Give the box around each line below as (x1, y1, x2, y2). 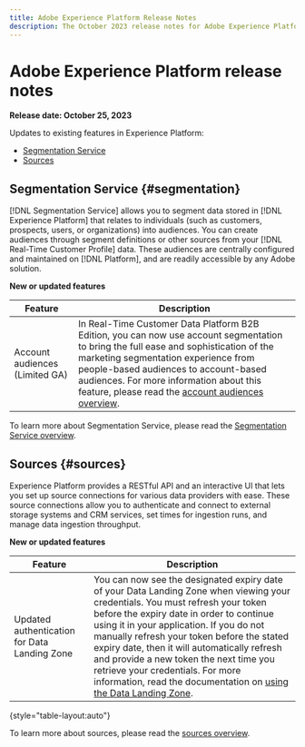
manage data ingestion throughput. (9, 519, 142, 530)
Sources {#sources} (9, 456, 127, 472)
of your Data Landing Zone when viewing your (93, 585, 290, 597)
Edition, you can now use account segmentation (78, 329, 283, 341)
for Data (14, 636, 49, 649)
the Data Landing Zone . (93, 687, 193, 700)
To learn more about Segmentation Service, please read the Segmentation (9, 420, 288, 431)
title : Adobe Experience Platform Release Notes (9, 13, 197, 23)
